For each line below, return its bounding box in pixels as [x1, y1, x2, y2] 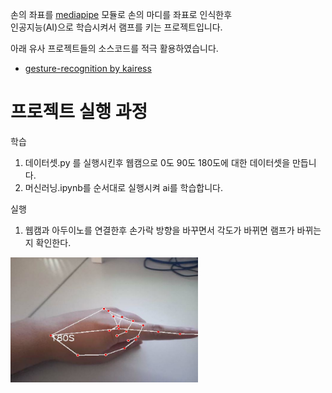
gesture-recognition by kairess [24, 63, 152, 74]
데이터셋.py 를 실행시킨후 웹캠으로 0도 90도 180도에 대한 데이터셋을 [24, 156, 291, 168]
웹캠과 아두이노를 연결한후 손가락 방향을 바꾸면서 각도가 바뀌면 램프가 [24, 224, 295, 236]
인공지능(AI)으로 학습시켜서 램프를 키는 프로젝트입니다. [10, 21, 223, 33]
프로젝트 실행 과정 [10, 101, 148, 123]
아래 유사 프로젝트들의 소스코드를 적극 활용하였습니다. [10, 43, 219, 54]
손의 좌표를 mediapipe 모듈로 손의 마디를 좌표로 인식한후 [10, 9, 233, 20]
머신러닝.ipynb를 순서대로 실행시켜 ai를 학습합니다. [24, 181, 223, 193]
